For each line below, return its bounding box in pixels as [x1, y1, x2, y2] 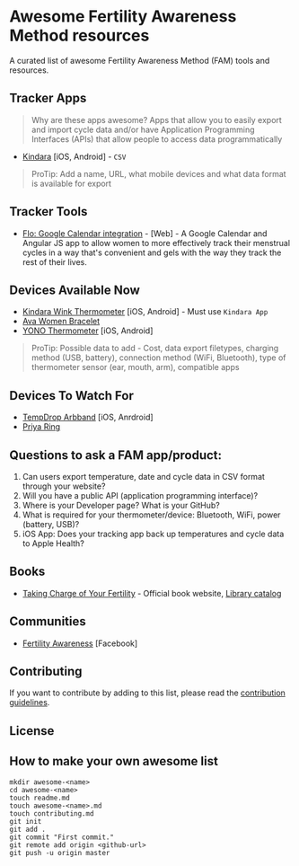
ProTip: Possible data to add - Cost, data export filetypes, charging [31, 343, 279, 354]
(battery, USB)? [22, 519, 80, 529]
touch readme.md [9, 793, 70, 802]
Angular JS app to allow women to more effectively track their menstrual [22, 237, 290, 248]
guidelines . [9, 697, 50, 708]
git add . [9, 825, 47, 834]
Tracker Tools [9, 204, 88, 219]
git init [9, 817, 42, 826]
